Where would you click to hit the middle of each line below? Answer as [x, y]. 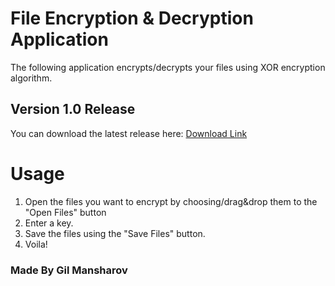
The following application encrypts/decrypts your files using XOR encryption [168, 67]
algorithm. [31, 78]
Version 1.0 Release [73, 109]
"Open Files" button [65, 212]
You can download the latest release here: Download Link [129, 133]
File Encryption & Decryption [132, 18]
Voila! [36, 244]
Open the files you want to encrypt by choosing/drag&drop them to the [171, 201]
